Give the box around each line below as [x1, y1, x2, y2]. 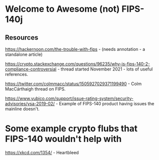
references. [5, 71, 28, 77]
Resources [5, 33, 39, 42]
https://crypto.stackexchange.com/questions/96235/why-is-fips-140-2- [5, 61, 150, 67]
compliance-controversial [5, 66, 57, 72]
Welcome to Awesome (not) [5, 3, 120, 15]
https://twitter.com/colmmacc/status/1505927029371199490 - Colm [5, 81, 142, 87]
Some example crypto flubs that [5, 123, 138, 134]
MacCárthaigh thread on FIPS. [5, 86, 66, 91]
